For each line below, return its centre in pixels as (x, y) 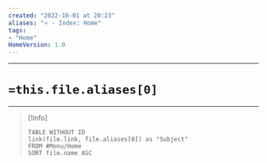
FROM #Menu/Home (54, 146)
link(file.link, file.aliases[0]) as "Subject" (108, 139)
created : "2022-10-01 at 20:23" (62, 15)
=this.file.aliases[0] (83, 90)
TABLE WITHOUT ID (56, 133)
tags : (17, 30)
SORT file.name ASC (60, 154)
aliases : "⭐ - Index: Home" (55, 23)
